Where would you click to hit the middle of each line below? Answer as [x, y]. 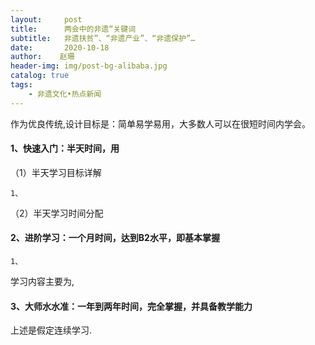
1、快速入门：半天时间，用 [65, 148]
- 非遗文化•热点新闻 [65, 94]
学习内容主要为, [42, 282]
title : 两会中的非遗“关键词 [73, 29]
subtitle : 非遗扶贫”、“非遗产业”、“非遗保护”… [103, 38]
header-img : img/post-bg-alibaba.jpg [89, 66]
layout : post [46, 19]
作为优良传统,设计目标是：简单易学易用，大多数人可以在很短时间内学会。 [161, 123]
